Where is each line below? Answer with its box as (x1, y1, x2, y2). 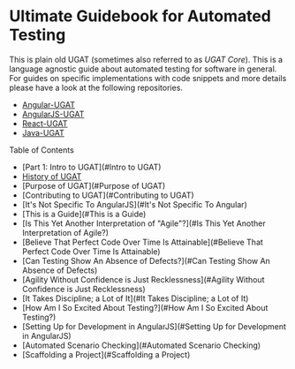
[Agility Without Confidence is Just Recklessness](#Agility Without (21, 274, 265, 284)
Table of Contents (9, 144, 75, 155)
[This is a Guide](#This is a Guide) (21, 208, 147, 219)
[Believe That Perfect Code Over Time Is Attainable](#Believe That (21, 237, 263, 247)
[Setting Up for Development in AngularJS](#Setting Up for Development (21, 320, 287, 332)
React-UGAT (21, 117, 68, 129)
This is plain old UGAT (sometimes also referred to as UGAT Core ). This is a (9, 54, 284, 64)
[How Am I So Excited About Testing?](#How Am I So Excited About (21, 302, 269, 313)
